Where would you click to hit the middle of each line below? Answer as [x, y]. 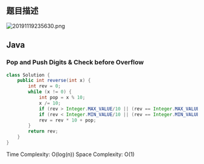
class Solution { [28, 75]
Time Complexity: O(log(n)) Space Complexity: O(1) [70, 154]
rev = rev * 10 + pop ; [67, 120]
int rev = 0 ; [45, 86]
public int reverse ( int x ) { [54, 81]
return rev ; [43, 132]
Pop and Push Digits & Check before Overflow [75, 63]
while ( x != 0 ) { [50, 92]
